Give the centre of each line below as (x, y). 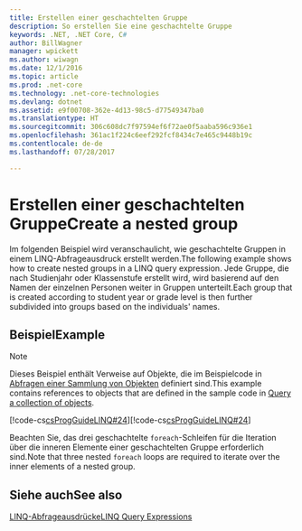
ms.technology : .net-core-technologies (85, 93)
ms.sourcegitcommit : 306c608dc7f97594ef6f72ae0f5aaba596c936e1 (131, 127)
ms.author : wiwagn (44, 60)
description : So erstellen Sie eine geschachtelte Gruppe (121, 26)
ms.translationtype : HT (54, 118)
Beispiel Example (57, 335)
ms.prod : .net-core (46, 85)
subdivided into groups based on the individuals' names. (115, 306)
